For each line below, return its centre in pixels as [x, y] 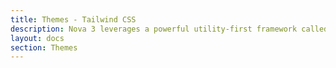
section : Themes [44, 47]
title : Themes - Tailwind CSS [73, 19]
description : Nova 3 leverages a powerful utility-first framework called [169, 29]
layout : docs [37, 38]
